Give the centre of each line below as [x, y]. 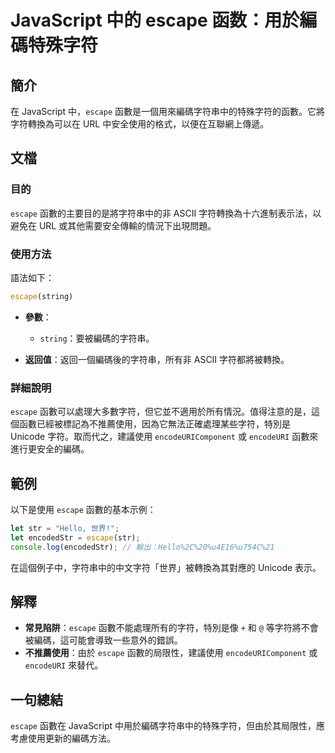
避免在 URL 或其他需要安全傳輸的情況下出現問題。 [113, 225]
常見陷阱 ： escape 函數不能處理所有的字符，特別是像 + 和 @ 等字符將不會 [171, 628]
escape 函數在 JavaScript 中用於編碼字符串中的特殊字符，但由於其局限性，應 [168, 726]
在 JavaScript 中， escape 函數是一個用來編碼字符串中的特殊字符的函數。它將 [168, 111]
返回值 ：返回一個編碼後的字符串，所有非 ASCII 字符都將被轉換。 [157, 359]
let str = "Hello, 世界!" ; [65, 528]
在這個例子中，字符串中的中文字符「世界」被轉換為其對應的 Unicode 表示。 [166, 567]
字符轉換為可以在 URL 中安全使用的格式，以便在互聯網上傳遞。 [140, 124]
